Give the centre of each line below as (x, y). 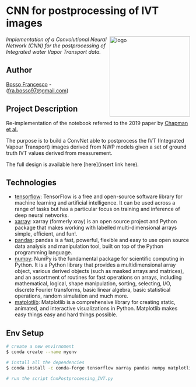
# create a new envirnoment (40, 347)
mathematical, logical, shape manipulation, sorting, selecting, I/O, (93, 284)
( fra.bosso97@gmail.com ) (37, 90)
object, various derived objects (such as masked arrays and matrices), (99, 271)
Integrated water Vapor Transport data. (53, 51)
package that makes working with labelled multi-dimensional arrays (96, 228)
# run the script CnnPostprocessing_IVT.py (60, 378)
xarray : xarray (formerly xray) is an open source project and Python (96, 222)
